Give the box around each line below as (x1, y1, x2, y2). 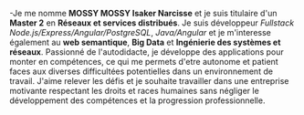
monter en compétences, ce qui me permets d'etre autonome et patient (9, 57, 278, 67)
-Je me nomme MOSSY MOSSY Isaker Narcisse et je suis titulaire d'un (9, 8, 278, 18)
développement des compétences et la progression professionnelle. (9, 95, 266, 106)
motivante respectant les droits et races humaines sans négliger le (9, 86, 260, 96)
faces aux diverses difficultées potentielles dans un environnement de (9, 66, 274, 77)
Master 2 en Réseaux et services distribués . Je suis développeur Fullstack (9, 17, 295, 28)
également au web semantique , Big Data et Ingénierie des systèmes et (9, 37, 281, 47)
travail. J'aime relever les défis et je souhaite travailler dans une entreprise (9, 76, 289, 86)
